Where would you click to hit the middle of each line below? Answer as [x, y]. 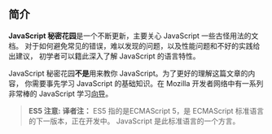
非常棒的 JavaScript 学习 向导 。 [61, 93]
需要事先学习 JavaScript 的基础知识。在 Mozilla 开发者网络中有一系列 [147, 83]
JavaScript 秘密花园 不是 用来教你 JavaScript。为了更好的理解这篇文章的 [128, 73]
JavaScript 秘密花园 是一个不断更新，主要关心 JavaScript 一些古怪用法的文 [134, 36]
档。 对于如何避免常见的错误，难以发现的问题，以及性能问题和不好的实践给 [134, 45]
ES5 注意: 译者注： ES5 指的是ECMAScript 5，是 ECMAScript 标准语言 [146, 110]
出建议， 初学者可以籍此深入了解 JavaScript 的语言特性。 [105, 56]
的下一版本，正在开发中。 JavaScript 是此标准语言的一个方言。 [134, 121]
